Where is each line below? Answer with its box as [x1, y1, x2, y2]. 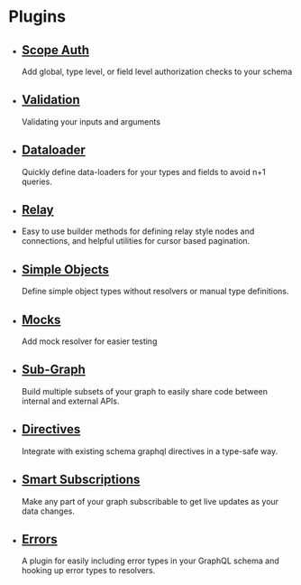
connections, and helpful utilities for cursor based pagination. [21, 236, 251, 246]
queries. [21, 176, 53, 187]
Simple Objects [21, 262, 110, 277]
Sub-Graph [21, 362, 87, 377]
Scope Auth [21, 42, 90, 58]
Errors [21, 531, 58, 547]
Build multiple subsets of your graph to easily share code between [21, 385, 268, 396]
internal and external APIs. [21, 395, 120, 406]
